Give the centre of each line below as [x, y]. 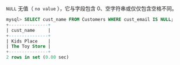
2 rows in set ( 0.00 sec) [37, 57]
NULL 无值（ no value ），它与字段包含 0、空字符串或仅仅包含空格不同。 [91, 8]
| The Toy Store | [28, 46]
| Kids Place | [28, 41]
